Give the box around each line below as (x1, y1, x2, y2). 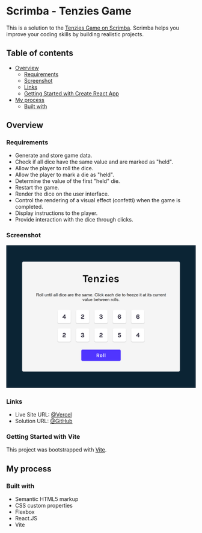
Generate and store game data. (14, 152, 93, 159)
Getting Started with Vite (6, 432, 81, 441)
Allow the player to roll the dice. (14, 165, 94, 172)
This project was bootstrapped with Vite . (6, 446, 107, 453)
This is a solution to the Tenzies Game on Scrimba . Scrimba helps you (6, 24, 179, 31)
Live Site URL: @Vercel (14, 411, 72, 418)
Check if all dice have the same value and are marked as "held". (14, 158, 173, 165)
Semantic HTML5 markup (14, 496, 79, 503)
